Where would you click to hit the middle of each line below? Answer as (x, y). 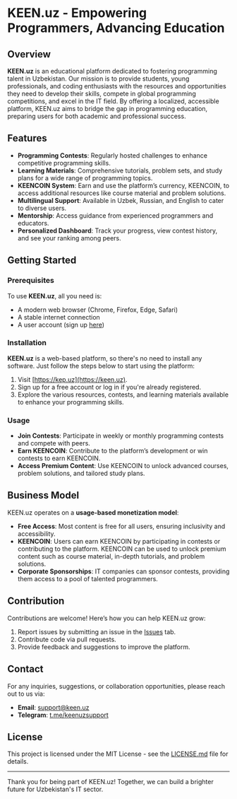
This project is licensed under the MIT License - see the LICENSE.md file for (118, 754)
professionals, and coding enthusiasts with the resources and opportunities (117, 86)
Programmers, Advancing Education (116, 28)
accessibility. (36, 533)
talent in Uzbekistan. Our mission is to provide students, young (98, 78)
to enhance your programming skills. (71, 402)
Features (27, 138)
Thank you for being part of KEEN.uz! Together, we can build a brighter (110, 782)
